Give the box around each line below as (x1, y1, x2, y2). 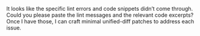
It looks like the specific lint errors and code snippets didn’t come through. (6, 5, 193, 12)
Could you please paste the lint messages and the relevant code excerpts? (6, 11, 194, 19)
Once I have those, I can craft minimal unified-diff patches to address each (6, 18, 195, 25)
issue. (6, 24, 21, 31)
